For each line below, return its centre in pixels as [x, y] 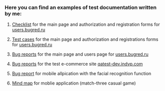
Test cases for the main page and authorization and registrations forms [85, 39]
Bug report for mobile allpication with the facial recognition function [81, 74]
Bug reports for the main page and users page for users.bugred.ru [80, 54]
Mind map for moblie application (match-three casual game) [74, 83]
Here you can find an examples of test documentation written [81, 7]
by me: [13, 13]
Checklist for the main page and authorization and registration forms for [86, 24]
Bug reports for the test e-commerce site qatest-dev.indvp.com [77, 64]
